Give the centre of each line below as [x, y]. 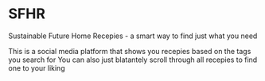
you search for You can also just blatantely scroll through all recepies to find [133, 60]
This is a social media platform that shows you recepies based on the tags [130, 51]
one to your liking [37, 67]
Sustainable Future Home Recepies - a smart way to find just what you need [133, 36]
